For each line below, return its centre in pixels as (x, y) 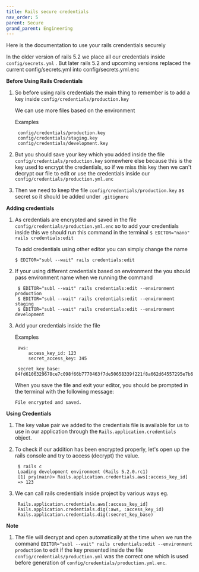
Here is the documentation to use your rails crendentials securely (86, 45)
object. (23, 438)
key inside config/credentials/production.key (72, 99)
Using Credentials (29, 414)
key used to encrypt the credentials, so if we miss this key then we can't (103, 167)
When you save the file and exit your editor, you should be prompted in (101, 385)
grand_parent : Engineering (40, 28)
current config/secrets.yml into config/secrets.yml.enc (73, 70)
